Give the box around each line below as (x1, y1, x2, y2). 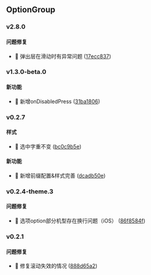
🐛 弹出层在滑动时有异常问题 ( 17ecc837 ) (14, 52, 112, 60)
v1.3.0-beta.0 (6, 68, 46, 76)
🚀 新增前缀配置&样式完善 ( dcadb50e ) (14, 172, 106, 179)
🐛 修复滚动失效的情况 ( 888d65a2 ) (14, 262, 98, 270)
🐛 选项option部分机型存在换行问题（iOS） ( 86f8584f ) (14, 217, 146, 224)
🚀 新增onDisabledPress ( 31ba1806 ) (14, 98, 100, 105)
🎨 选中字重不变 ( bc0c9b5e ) (14, 143, 82, 150)
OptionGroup (6, 5, 55, 15)
